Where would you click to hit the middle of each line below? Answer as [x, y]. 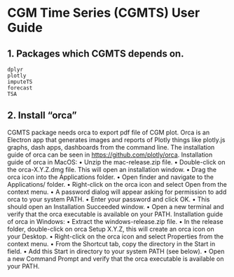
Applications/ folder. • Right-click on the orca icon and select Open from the [117, 184]
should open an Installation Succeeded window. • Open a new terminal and [116, 206]
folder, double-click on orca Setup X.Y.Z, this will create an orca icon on [111, 229]
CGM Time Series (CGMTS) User [104, 13]
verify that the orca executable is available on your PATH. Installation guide [115, 214]
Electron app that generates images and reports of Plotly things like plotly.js [116, 140]
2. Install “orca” [42, 116]
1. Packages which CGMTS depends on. [96, 54]
